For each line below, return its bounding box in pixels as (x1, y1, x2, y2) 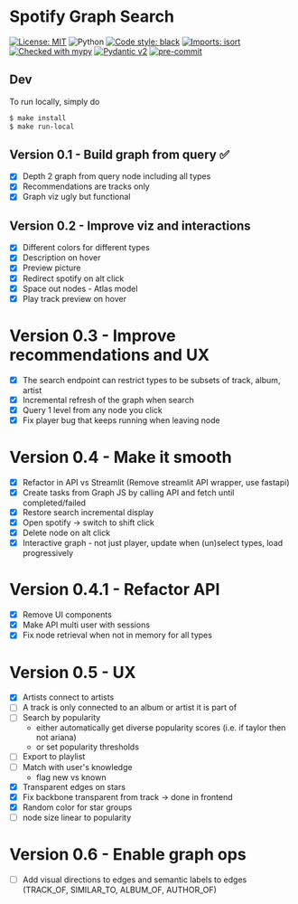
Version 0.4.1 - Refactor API (9, 579, 220, 600)
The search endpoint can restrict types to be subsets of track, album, (22, 374, 281, 385)
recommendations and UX (9, 344, 210, 365)
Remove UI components (22, 609, 113, 620)
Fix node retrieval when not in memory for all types (22, 630, 212, 641)
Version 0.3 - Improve (9, 325, 176, 345)
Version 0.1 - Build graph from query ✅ (9, 146, 230, 162)
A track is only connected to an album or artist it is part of (22, 702, 237, 713)
